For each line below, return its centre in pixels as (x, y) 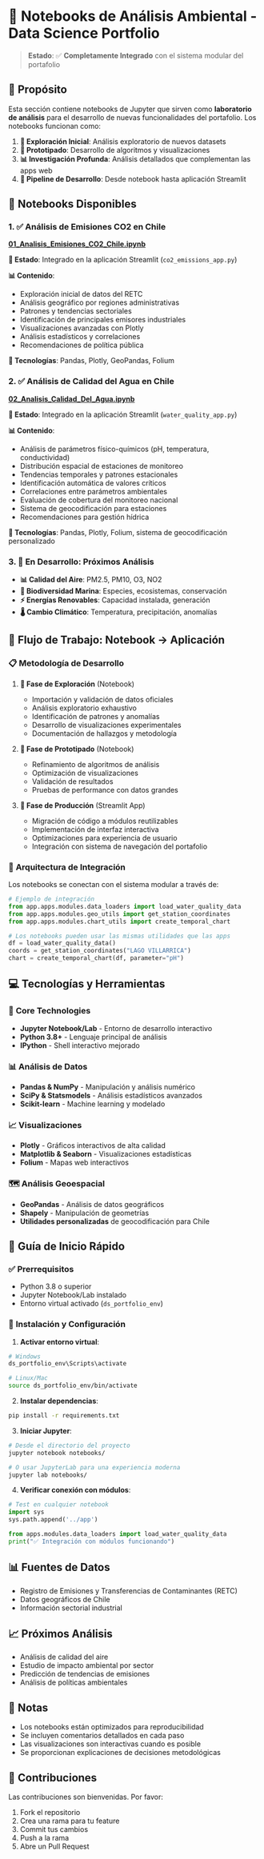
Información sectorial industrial (71, 1608)
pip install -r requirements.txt (64, 1416)
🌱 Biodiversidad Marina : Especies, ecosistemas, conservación (123, 591)
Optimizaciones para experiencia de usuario (104, 838)
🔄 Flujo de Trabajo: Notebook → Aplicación (117, 640)
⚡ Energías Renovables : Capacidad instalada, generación (115, 600)
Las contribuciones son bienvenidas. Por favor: (86, 1797)
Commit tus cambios (54, 1829)
